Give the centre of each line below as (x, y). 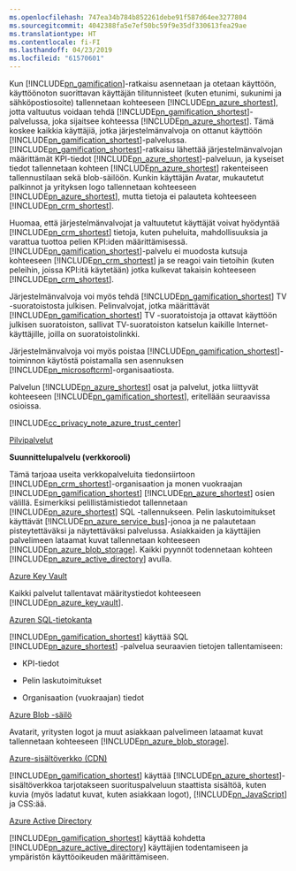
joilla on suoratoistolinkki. (94, 334)
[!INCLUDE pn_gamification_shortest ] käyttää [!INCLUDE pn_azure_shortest (144, 775)
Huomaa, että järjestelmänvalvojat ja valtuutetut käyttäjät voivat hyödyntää (144, 223)
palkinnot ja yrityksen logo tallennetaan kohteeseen (103, 187)
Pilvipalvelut (31, 440)
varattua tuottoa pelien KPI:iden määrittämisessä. (99, 241)
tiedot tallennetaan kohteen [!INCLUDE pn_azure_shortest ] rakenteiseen (139, 168)
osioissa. (25, 406)
